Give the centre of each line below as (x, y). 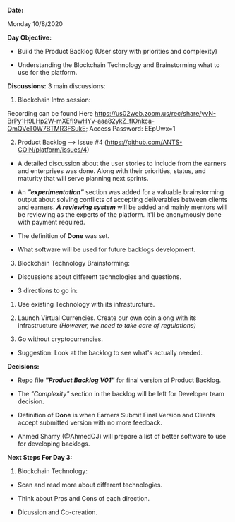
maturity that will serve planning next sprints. (83, 178)
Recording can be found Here (50, 113)
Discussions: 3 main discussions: (56, 86)
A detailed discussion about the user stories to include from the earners (122, 163)
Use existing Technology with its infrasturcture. (86, 304)
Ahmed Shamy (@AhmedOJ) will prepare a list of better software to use (122, 436)
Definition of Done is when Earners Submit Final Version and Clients (116, 415)
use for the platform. (47, 72)
